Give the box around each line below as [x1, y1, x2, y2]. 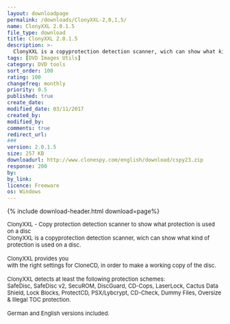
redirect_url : [7, 131, 48, 138]
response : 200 [7, 162, 48, 170]
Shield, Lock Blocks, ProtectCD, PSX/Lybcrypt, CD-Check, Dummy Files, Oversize [7, 289, 222, 297]
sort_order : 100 [7, 67, 53, 74]
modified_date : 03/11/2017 [7, 105, 84, 112]
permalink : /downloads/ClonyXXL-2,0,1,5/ [7, 16, 127, 23]
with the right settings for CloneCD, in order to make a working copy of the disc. [7, 262, 217, 269]
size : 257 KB [7, 150, 44, 158]
